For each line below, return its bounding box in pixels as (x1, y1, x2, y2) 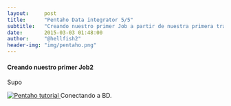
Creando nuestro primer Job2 (7, 63, 94, 71)
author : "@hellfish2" (7, 36, 81, 42)
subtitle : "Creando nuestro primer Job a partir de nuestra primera (7, 23, 214, 29)
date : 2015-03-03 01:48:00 (7, 29, 103, 36)
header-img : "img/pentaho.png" (7, 42, 97, 49)
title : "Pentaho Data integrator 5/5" (7, 16, 134, 23)
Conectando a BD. (60, 92, 112, 100)
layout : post (7, 10, 57, 17)
